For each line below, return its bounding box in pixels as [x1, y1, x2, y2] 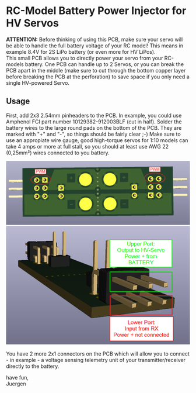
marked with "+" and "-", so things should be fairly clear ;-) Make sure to [6, 130, 181, 137]
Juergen [6, 380, 26, 387]
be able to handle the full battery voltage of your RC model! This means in [6, 42, 184, 49]
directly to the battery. [6, 363, 60, 370]
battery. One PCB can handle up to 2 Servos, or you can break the [25, 60, 184, 68]
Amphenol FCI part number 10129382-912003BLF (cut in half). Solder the [6, 118, 182, 125]
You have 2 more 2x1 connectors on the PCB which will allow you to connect [6, 350, 190, 357]
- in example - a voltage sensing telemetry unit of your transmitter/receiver [6, 357, 185, 364]
